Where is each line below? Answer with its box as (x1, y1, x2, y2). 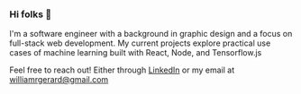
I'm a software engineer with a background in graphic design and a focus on (9, 29, 293, 39)
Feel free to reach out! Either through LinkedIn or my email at (9, 64, 235, 75)
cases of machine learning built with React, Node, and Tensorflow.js (9, 47, 262, 58)
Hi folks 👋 (9, 8, 52, 21)
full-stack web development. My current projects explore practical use (9, 38, 271, 48)
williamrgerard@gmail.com (9, 74, 109, 85)
